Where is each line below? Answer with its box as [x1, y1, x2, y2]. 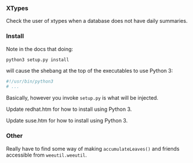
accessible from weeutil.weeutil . [6, 151, 87, 158]
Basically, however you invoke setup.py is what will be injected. [6, 94, 159, 101]
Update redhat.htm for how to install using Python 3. [6, 106, 132, 113]
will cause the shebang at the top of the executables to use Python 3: [6, 67, 173, 74]
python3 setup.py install [6, 57, 69, 63]
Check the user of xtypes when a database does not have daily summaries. [6, 18, 188, 25]
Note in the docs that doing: [6, 45, 73, 52]
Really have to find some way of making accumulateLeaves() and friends [6, 145, 180, 152]
